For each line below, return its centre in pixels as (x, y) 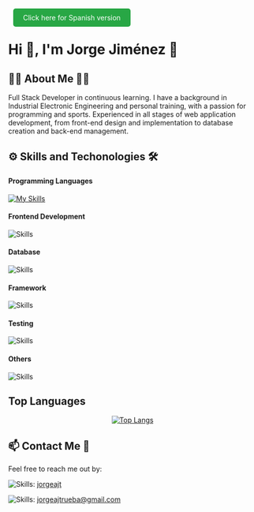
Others (20, 359)
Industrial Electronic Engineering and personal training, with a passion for (127, 106)
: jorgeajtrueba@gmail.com (77, 499)
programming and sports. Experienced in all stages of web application (122, 114)
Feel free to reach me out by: (55, 469)
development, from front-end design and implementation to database (121, 123)
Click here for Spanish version (72, 18)
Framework (27, 288)
